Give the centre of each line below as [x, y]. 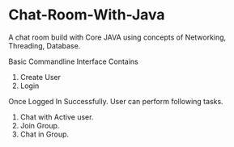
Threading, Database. [45, 45]
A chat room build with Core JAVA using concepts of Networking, [117, 37]
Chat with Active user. [57, 117]
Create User [40, 77]
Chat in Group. [45, 134]
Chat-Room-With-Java [87, 15]
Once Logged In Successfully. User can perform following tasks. [116, 101]
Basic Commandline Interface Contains [74, 61]
